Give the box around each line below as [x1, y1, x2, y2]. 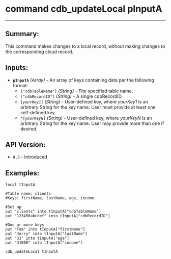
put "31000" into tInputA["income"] [5, 240, 83, 245]
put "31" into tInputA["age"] [5, 236, 70, 241]
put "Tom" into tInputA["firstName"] [5, 227, 85, 232]
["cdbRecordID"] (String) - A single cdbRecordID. [20, 93, 123, 99]
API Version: [5, 140, 46, 149]
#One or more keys [5, 222, 44, 227]
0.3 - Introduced [12, 154, 47, 160]
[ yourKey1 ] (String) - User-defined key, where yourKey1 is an [20, 98, 149, 105]
